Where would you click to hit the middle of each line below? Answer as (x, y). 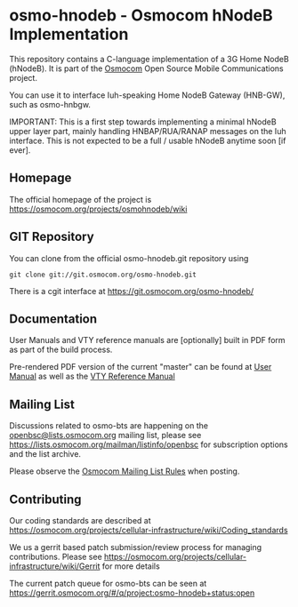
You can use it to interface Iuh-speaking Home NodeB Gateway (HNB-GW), (147, 95)
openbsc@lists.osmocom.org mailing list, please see (105, 435)
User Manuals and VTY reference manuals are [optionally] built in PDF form (148, 340)
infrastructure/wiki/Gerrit (55, 566)
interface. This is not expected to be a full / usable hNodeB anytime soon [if (148, 140)
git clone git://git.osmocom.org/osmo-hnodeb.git (103, 275)
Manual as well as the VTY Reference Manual (92, 376)
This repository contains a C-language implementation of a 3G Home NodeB (149, 59)
